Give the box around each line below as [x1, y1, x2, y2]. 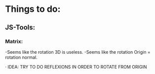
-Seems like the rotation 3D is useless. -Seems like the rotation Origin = [5, 49, 151, 55]
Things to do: [5, 3, 61, 15]
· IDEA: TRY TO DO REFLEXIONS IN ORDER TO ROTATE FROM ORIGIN [5, 64, 147, 70]
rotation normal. [5, 54, 38, 60]
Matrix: [5, 38, 23, 45]
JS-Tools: [5, 23, 36, 32]
